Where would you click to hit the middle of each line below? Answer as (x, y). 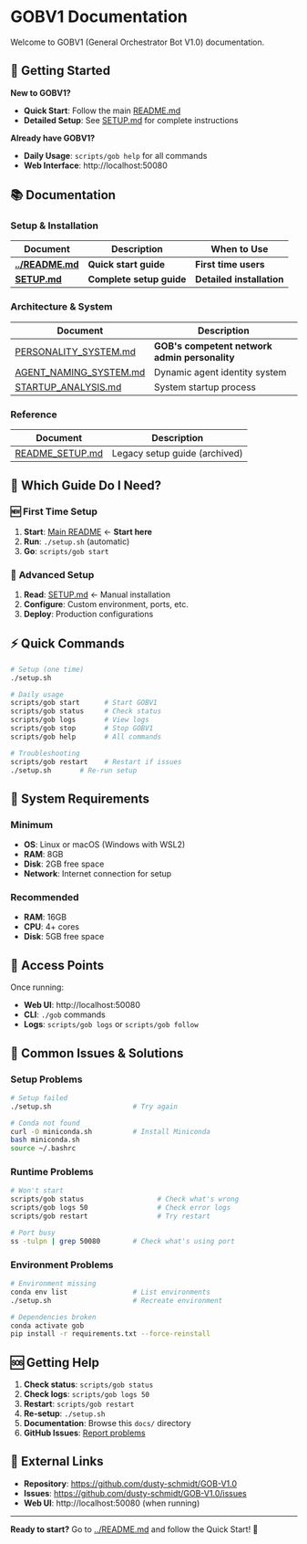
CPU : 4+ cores (51, 927)
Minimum (32, 825)
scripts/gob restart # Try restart (110, 1216)
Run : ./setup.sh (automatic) (77, 541)
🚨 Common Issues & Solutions (97, 1053)
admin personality (194, 357)
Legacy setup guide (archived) (178, 454)
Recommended (45, 898)
